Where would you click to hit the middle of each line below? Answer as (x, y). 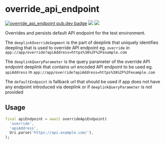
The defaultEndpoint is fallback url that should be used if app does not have (83, 81)
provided (14, 92)
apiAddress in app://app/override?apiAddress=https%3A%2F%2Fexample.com (80, 72)
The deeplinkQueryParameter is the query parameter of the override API (78, 61)
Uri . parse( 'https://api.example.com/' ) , (52, 133)
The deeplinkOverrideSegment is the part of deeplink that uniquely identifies (82, 42)
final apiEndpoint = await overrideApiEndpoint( (56, 119)
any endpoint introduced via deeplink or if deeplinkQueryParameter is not (79, 87)
